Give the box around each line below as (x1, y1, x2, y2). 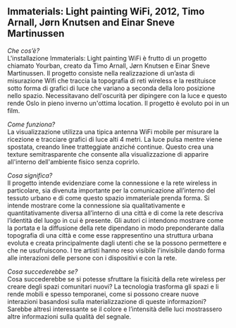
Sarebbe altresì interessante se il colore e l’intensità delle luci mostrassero (7, 305, 223, 313)
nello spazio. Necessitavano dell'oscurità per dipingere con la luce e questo (7, 91, 228, 99)
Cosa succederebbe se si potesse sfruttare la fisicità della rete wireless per (7, 274, 226, 283)
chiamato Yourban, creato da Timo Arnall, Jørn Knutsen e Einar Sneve (7, 61, 210, 70)
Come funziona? (7, 120, 56, 128)
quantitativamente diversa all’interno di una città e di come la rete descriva (7, 208, 224, 217)
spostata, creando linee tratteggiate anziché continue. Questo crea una (7, 142, 214, 151)
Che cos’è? (7, 46, 40, 55)
